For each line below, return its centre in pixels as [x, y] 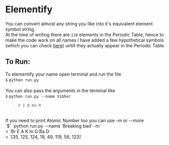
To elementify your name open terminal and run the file [63, 74]
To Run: [18, 62]
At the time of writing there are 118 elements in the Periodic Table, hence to [84, 34]
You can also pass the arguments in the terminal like [60, 90]
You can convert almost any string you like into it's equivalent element [79, 24]
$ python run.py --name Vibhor [38, 96]
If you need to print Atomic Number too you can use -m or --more [75, 120]
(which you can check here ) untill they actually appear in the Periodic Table [85, 45]
